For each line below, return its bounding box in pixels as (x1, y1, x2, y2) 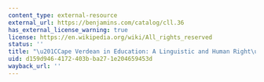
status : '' (8, 41, 44, 48)
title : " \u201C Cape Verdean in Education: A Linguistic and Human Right (8, 48, 251, 55)
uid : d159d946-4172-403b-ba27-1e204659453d (8, 55, 153, 63)
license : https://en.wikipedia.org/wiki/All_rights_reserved (8, 33, 213, 41)
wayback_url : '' (8, 62, 61, 70)
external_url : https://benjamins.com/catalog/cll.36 (8, 19, 185, 27)
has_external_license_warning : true (8, 26, 128, 34)
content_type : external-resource (8, 11, 118, 20)
